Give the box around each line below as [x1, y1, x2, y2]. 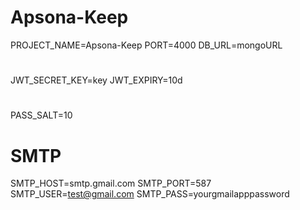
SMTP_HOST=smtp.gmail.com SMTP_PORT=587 [10, 177, 212, 190]
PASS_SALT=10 [10, 109, 73, 121]
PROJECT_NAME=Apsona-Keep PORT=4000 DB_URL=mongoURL [10, 39, 283, 51]
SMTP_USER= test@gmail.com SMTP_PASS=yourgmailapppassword [10, 188, 290, 200]
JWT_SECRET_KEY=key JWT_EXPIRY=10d [10, 74, 183, 86]
